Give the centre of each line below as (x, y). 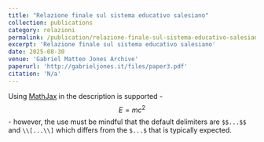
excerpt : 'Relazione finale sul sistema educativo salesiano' (112, 45)
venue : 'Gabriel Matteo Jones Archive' (73, 60)
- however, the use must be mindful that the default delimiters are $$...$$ (127, 122)
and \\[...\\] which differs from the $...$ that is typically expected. (120, 130)
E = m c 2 (132, 109)
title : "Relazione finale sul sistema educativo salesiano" (109, 15)
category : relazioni (42, 30)
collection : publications (50, 23)
